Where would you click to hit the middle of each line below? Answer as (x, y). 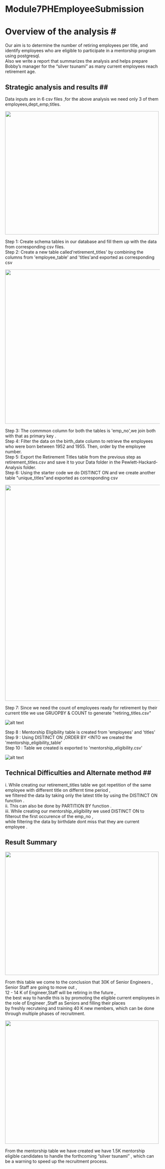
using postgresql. (23, 56)
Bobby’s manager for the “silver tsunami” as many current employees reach (82, 66)
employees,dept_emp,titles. (33, 104)
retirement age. (21, 72)
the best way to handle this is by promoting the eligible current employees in (82, 998)
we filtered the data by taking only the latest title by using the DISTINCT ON (82, 795)
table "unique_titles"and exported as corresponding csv (62, 478)
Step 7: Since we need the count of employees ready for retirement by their (81, 707)
